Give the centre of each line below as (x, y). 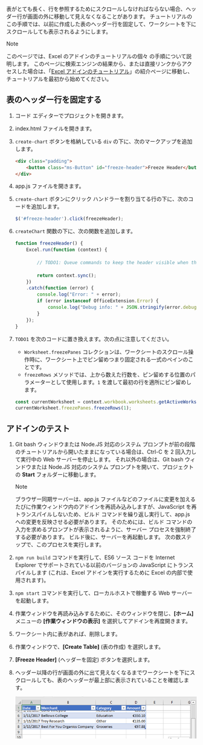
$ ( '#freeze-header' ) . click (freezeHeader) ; (69, 219)
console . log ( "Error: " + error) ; (79, 295)
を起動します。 (34, 601)
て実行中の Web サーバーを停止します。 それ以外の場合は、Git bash (99, 460)
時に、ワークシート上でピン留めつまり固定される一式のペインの (109, 359)
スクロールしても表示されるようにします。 (59, 31)
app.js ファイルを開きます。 (50, 186)
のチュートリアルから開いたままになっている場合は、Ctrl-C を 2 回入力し (106, 452)
